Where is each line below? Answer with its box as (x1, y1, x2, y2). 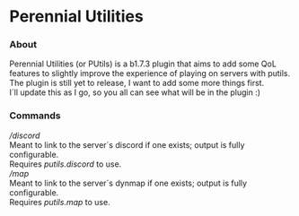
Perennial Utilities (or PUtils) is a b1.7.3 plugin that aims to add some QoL (9, 58, 277, 69)
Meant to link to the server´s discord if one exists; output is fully (9, 139, 245, 150)
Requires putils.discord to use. (9, 159, 122, 169)
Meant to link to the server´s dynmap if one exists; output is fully (9, 177, 248, 188)
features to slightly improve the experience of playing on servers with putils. (9, 68, 291, 79)
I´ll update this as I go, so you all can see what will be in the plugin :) (9, 87, 261, 98)
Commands (9, 109, 61, 122)
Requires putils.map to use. (9, 196, 110, 207)
